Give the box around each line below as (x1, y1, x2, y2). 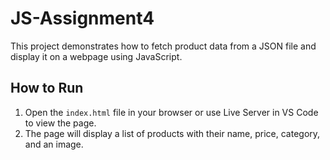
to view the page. (24, 117, 97, 129)
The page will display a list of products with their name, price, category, (24, 127, 321, 139)
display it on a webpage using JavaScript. (10, 50, 183, 62)
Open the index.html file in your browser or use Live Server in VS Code (24, 106, 319, 118)
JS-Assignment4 (10, 7, 155, 30)
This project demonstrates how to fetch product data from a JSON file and (10, 40, 317, 52)
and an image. (24, 138, 84, 150)
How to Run (10, 80, 84, 97)
